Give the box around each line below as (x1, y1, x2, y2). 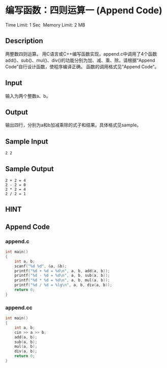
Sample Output (5, 164, 54, 173)
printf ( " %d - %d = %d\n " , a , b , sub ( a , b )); (14, 273, 110, 278)
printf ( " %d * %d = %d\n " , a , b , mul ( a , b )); (14, 278, 110, 283)
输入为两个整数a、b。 (5, 93, 51, 99)
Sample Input (5, 137, 48, 146)
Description (5, 37, 43, 45)
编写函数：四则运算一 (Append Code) (5, 5, 162, 16)
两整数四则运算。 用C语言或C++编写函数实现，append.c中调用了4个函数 (5, 50, 157, 57)
